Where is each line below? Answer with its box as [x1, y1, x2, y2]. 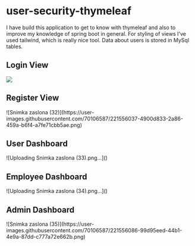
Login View [6, 60, 49, 70]
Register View [6, 93, 59, 103]
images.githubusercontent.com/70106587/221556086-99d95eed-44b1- [6, 227, 183, 233]
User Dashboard [6, 138, 68, 148]
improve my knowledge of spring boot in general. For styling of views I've [6, 30, 186, 37]
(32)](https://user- [49, 108, 95, 116]
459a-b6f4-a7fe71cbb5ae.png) [6, 121, 82, 129]
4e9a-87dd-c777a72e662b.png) [6, 233, 86, 240]
